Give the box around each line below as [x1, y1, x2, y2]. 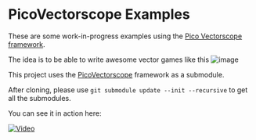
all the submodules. [8, 93, 72, 102]
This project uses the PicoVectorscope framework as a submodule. [8, 70, 225, 79]
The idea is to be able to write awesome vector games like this [8, 55, 210, 64]
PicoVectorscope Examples [8, 5, 190, 23]
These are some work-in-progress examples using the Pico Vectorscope [8, 31, 243, 41]
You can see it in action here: [8, 108, 102, 118]
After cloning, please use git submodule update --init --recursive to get [8, 84, 248, 95]
